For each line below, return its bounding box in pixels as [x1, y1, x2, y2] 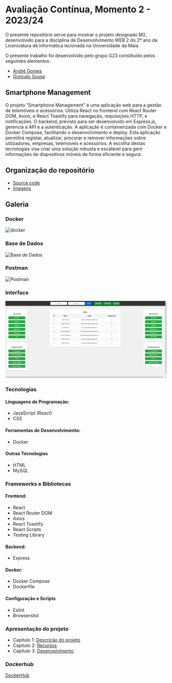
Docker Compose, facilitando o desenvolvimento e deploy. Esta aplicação [5, 129, 161, 135]
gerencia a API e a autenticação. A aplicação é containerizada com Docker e [5, 123, 167, 130]
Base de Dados [5, 240, 44, 247]
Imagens [12, 185, 32, 191]
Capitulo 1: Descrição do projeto [12, 637, 81, 643]
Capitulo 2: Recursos [12, 642, 57, 649]
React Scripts [12, 526, 41, 532]
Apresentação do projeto [5, 625, 69, 632]
